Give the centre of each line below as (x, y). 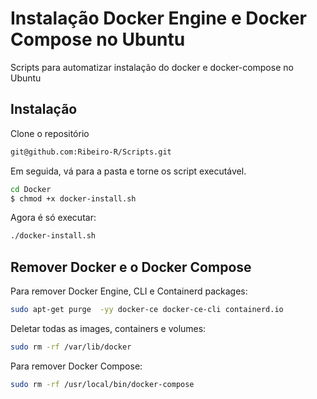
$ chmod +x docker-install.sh (73, 198)
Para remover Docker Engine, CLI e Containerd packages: (129, 291)
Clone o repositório (50, 133)
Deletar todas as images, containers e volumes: (108, 328)
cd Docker (31, 189)
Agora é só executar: (53, 218)
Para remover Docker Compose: (76, 366)
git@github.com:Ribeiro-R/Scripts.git (91, 152)
